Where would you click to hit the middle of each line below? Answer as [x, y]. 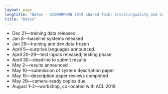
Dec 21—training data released [44, 33]
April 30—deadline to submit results [49, 60]
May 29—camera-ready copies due [49, 81]
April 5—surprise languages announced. [54, 49]
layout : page [18, 10]
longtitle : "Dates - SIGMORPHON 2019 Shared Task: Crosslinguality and [81, 14]
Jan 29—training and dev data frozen [50, 44]
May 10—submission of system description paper [63, 70]
